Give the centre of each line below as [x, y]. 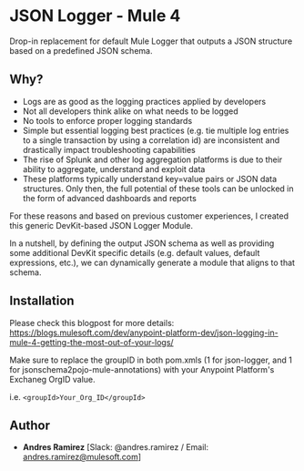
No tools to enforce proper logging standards [107, 120]
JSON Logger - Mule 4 [95, 16]
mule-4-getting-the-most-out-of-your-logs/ [92, 342]
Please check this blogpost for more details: [92, 323]
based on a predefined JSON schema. [81, 50]
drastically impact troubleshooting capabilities [109, 149]
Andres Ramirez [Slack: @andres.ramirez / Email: [116, 447]
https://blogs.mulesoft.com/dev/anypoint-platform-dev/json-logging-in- [144, 333]
